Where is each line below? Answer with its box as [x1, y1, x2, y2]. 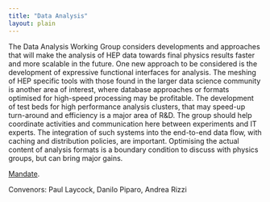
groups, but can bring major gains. [8, 153, 123, 162]
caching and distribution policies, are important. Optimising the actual [8, 136, 239, 145]
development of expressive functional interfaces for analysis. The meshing [8, 67, 256, 77]
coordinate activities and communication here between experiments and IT [8, 119, 257, 128]
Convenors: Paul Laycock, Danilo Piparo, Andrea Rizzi [8, 184, 187, 194]
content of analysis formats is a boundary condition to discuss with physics [8, 145, 259, 154]
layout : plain [8, 19, 56, 27]
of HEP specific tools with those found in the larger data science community [8, 76, 261, 86]
